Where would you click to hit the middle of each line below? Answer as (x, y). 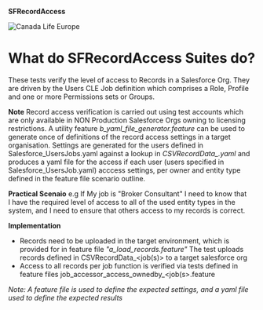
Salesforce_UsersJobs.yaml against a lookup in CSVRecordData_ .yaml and (129, 153)
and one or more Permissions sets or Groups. (82, 97)
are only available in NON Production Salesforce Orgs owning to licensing (127, 120)
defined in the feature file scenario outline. (77, 178)
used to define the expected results (66, 297)
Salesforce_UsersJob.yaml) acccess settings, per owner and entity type (124, 170)
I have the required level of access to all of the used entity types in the (122, 202)
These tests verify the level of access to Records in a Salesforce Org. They (129, 80)
